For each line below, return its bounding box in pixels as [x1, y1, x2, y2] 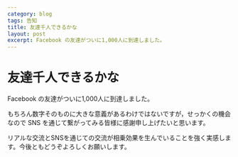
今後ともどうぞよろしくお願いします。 [18, 143, 131, 151]
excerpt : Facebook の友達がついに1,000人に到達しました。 [7, 37, 166, 44]
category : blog [7, 10, 53, 18]
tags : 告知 [7, 17, 38, 24]
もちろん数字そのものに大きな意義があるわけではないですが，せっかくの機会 [7, 109, 231, 118]
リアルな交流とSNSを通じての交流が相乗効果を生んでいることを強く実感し [7, 134, 225, 142]
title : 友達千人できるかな [7, 23, 77, 31]
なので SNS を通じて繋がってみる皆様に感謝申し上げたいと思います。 [7, 119, 210, 127]
